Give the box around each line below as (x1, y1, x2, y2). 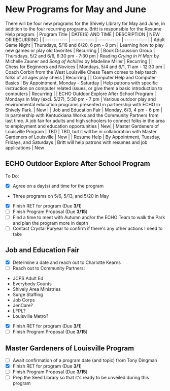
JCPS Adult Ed (12, 276, 44, 281)
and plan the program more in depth (12, 220, 88, 226)
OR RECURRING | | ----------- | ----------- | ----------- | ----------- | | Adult (5, 37, 165, 43)
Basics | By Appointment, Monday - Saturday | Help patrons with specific (5, 80, 158, 86)
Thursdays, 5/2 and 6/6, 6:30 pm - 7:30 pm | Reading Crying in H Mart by (5, 52, 159, 59)
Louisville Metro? (12, 313, 49, 319)
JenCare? (12, 303, 33, 308)
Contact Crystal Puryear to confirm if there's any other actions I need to (12, 225, 163, 231)
